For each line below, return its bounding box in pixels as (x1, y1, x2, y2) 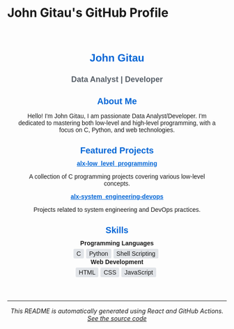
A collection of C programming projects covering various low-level (29, 172, 205, 181)
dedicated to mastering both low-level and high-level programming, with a (18, 118, 216, 127)
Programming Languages (79, 239, 155, 247)
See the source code (86, 314, 148, 322)
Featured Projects (79, 145, 155, 155)
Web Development (90, 258, 144, 266)
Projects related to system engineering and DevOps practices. (33, 206, 201, 213)
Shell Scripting (116, 250, 156, 257)
